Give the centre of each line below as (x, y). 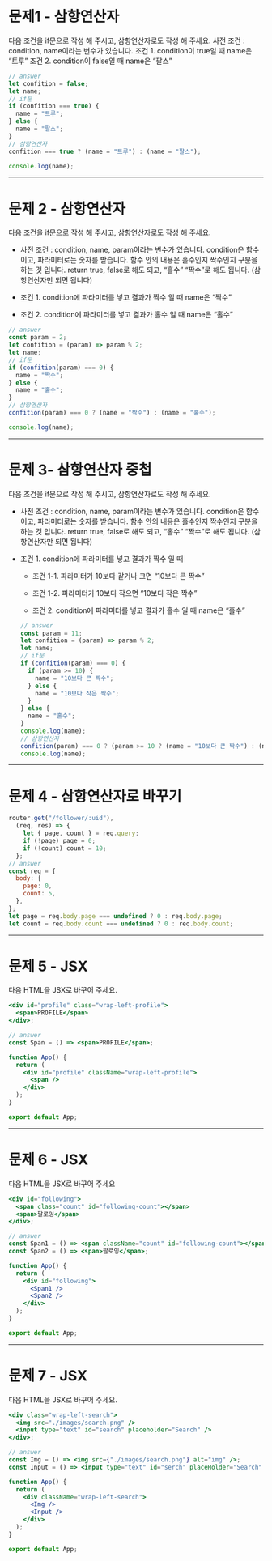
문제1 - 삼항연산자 (64, 17)
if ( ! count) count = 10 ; (65, 848)
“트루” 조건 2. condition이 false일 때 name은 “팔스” (90, 61)
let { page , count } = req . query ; (81, 834)
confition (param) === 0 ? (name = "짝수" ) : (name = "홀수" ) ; (112, 413)
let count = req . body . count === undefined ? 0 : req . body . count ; (121, 924)
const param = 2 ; (38, 338)
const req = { (32, 871)
